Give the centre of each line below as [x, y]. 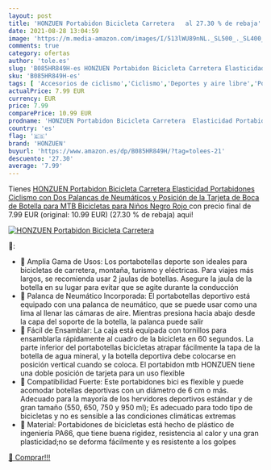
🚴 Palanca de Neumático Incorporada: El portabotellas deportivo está [135, 296]
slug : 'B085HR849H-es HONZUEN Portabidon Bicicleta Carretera [115, 69]
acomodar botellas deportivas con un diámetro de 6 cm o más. [124, 390]
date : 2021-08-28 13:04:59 [54, 31]
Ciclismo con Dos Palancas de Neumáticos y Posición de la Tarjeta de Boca [134, 198]
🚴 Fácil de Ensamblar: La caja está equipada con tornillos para [123, 330]
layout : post [30, 16]
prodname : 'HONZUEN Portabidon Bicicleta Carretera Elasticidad [120, 121]
